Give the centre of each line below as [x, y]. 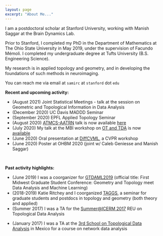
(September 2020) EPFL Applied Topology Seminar [64, 117]
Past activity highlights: [30, 168]
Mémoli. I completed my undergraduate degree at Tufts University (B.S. [77, 53]
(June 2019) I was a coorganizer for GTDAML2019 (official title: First [81, 177]
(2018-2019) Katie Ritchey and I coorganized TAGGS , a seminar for [79, 193]
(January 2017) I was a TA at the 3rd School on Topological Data [77, 223]
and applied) [25, 203]
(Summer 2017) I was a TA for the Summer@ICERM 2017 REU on [77, 209]
